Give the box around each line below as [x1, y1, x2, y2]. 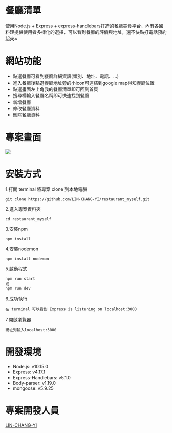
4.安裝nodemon [5, 246, 38, 252]
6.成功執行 [5, 296, 28, 302]
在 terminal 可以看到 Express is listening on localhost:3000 [5, 306, 137, 312]
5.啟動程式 [5, 265, 27, 272]
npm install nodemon [5, 256, 50, 261]
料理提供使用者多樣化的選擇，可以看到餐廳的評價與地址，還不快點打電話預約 [5, 29, 167, 35]
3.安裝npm [5, 226, 28, 232]
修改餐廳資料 [12, 105, 40, 111]
